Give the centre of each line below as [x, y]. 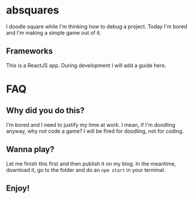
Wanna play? [30, 149]
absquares [33, 10]
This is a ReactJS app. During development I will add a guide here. [86, 65]
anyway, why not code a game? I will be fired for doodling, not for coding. [95, 131]
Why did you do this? [45, 111]
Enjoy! [18, 188]
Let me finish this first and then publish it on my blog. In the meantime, [91, 163]
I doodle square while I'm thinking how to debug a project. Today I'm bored [97, 26]
